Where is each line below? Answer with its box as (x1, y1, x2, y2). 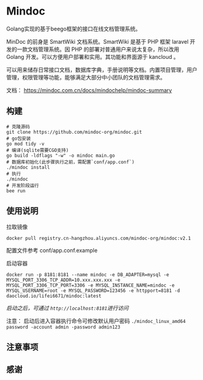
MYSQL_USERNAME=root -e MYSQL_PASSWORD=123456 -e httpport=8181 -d (6, 287, 181, 294)
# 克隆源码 (6, 123, 30, 130)
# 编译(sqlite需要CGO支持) (6, 147, 69, 153)
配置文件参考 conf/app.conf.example (6, 246, 98, 254)
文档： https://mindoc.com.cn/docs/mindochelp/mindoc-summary (6, 86, 172, 93)
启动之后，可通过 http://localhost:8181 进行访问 (6, 304, 129, 311)
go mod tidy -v (6, 141, 45, 147)
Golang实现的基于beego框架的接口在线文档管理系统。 (6, 25, 141, 32)
